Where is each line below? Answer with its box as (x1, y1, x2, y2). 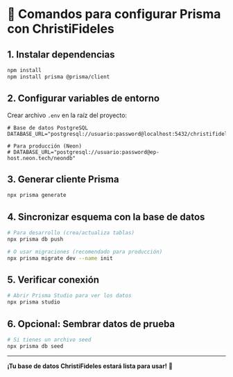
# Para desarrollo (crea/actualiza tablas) (7, 229, 135, 236)
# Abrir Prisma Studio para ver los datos (7, 292, 132, 299)
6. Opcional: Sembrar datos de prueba (7, 318, 175, 330)
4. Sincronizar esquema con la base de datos (7, 211, 205, 222)
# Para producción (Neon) (7, 142, 82, 150)
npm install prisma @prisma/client (7, 73, 110, 80)
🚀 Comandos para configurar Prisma (7, 6, 221, 22)
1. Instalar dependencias (7, 49, 115, 60)
